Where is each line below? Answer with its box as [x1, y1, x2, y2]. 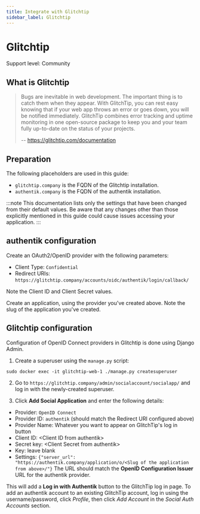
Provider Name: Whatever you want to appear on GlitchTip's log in [14, 421, 178, 428]
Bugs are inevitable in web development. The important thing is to [20, 93, 183, 101]
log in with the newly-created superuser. [14, 385, 115, 392]
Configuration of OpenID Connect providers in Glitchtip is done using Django [6, 339, 195, 346]
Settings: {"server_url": [14, 453, 76, 460]
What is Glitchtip [6, 77, 70, 87]
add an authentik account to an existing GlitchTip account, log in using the [6, 489, 189, 496]
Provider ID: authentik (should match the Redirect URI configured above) [14, 415, 195, 422]
